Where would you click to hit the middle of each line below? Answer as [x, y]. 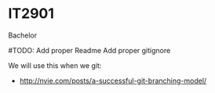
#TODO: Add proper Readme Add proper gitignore [89, 50]
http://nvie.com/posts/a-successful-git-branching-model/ [113, 80]
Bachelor [23, 35]
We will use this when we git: [55, 65]
